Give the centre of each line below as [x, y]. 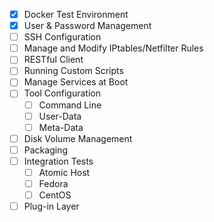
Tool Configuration [62, 93]
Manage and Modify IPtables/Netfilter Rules [113, 48]
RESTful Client [53, 60]
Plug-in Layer [51, 206]
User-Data [60, 116]
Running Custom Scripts [73, 71]
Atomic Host [64, 172]
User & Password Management [87, 26]
